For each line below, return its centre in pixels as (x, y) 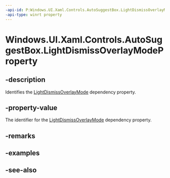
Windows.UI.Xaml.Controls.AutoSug (84, 40)
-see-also (21, 170)
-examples (23, 153)
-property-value (31, 107)
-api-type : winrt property (34, 15)
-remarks (20, 136)
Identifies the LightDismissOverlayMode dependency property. (71, 92)
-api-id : (14, 10)
